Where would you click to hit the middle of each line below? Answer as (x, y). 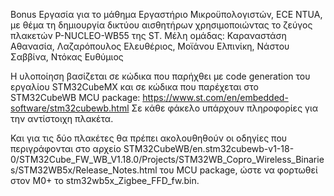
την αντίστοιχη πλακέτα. (62, 118)
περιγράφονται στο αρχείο (66, 148)
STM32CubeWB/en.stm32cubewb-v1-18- (209, 148)
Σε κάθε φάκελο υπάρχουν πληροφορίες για (225, 108)
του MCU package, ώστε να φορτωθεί (238, 170)
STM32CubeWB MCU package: (75, 97)
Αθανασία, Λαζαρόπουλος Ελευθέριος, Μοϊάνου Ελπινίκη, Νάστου (150, 46)
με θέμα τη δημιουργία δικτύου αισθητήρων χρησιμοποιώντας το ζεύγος (161, 25)
